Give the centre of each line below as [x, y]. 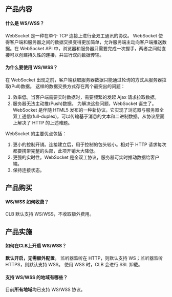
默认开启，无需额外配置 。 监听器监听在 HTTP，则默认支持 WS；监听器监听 [84, 258]
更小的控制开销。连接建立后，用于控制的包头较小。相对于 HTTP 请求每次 [90, 144]
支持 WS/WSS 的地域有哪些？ [37, 277]
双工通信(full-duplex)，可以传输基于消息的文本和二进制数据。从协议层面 [89, 116]
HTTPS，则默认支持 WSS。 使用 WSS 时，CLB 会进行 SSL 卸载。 [74, 264]
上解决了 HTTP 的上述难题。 [42, 122]
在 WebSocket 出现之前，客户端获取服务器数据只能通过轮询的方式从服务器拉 [86, 80]
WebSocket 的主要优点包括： [36, 133]
